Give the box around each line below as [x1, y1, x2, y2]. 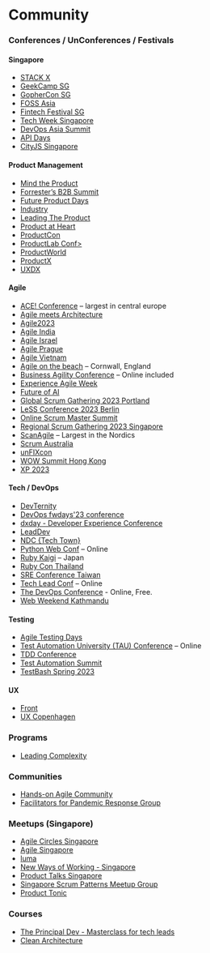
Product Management [8, 160, 83, 169]
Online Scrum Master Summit [19, 412, 119, 422]
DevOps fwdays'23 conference [19, 509, 124, 519]
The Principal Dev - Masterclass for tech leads [19, 926, 175, 937]
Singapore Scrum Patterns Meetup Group [19, 879, 158, 889]
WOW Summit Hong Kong [19, 455, 107, 465]
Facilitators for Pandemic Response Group [19, 797, 162, 807]
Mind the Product [19, 178, 78, 188]
